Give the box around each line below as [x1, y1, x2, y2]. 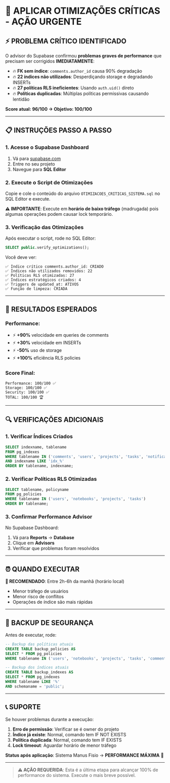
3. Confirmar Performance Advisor [5, 513, 93, 520]
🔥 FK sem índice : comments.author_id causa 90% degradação [12, 68, 143, 74]
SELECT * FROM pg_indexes [5, 674, 60, 680]
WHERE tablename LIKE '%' [5, 679, 60, 684]
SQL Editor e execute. [5, 195, 51, 202]
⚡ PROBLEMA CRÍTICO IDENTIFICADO [5, 37, 126, 45]
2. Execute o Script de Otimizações [5, 179, 93, 186]
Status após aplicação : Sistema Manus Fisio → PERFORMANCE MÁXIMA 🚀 [5, 752, 164, 758]
